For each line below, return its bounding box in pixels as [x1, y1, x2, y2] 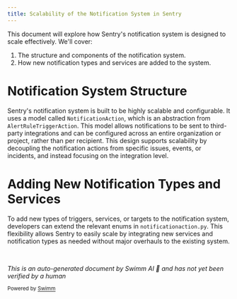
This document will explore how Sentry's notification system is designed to [7, 30, 226, 38]
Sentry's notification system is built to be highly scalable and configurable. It [7, 106, 231, 115]
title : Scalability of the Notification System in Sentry [7, 10, 182, 18]
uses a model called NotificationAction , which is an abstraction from [7, 114, 211, 122]
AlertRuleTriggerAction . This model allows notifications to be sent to [7, 121, 209, 130]
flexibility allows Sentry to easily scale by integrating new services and [7, 229, 214, 238]
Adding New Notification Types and [7, 176, 221, 192]
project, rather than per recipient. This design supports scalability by [7, 136, 207, 145]
